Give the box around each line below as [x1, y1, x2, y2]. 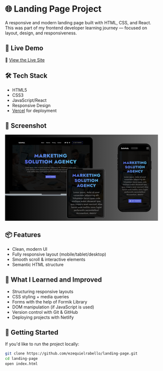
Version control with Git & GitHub [12, 309, 79, 315]
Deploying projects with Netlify [12, 314, 74, 320]
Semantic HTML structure [12, 261, 64, 267]
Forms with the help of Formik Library [12, 299, 87, 305]
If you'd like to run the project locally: [5, 341, 79, 347]
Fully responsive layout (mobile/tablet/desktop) [12, 251, 107, 257]
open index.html [5, 361, 38, 367]
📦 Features [5, 231, 41, 239]
